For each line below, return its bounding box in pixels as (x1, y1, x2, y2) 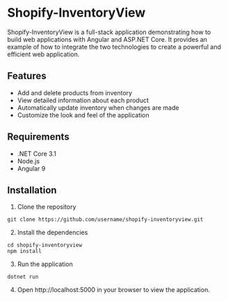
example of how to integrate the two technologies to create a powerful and (7, 42, 221, 51)
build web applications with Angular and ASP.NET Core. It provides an (7, 35, 207, 43)
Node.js (17, 156, 40, 165)
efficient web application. (7, 50, 80, 58)
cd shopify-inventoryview (7, 242, 82, 249)
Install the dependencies (17, 228, 88, 237)
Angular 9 (17, 164, 46, 172)
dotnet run (7, 273, 39, 281)
